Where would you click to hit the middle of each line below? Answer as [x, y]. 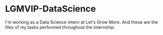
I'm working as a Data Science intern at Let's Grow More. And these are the [82, 22]
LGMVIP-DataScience [50, 9]
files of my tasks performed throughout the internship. [60, 27]
